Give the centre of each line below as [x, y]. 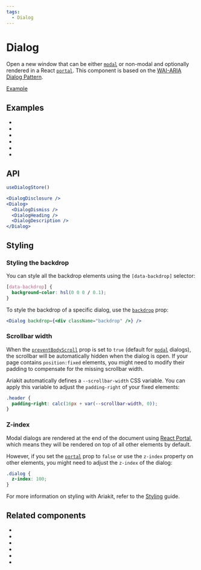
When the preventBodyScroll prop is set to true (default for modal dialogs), [99, 349]
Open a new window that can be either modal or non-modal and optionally [98, 64]
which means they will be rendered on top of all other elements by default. [99, 444]
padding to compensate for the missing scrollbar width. [75, 369]
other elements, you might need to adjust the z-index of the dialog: [89, 462]
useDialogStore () [28, 188]
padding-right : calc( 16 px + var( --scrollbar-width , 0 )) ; [85, 404]
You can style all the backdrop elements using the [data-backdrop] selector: [101, 275]
